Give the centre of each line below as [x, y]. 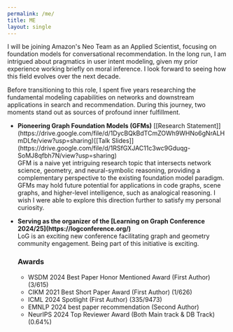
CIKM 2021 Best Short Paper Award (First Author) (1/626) [110, 292]
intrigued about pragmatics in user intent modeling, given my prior [103, 62]
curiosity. [31, 208]
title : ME [22, 20]
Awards [31, 262]
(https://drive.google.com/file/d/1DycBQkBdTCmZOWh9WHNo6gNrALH [121, 133]
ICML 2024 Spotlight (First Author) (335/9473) [95, 299]
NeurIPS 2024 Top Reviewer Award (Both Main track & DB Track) [121, 314]
